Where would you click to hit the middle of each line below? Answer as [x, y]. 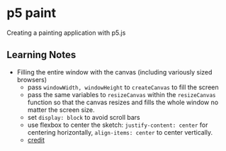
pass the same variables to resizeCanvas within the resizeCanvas [122, 94]
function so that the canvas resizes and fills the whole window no [123, 102]
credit [36, 140]
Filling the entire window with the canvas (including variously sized [114, 72]
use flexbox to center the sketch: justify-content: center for [118, 125]
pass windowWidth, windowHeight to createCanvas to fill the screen [123, 87]
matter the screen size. [61, 110]
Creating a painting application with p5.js [66, 33]
